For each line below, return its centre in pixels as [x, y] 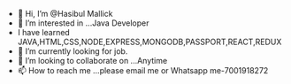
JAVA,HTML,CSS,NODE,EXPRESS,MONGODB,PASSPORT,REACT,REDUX [149, 42]
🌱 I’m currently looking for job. [73, 51]
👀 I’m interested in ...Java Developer [83, 23]
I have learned [44, 32]
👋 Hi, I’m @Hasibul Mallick [65, 14]
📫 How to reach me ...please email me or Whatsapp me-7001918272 [143, 70]
